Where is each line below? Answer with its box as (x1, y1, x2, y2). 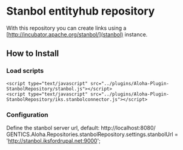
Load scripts (6, 67, 44, 75)
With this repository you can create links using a (6, 24, 127, 32)
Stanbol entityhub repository (6, 4, 155, 18)
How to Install (6, 49, 59, 59)
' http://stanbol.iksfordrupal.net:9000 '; (6, 137, 101, 144)
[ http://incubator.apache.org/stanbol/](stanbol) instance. (6, 30, 148, 38)
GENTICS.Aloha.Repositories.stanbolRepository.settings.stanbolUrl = (6, 131, 179, 138)
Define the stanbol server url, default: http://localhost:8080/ (6, 124, 156, 131)
